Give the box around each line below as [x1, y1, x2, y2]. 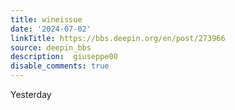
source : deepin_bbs [10, 42, 92, 53]
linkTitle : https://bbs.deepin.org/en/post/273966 [10, 33, 226, 43]
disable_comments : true [10, 61, 110, 71]
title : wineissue [10, 14, 83, 25]
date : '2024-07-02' [10, 24, 92, 34]
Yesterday [10, 89, 52, 100]
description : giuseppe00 [10, 52, 118, 62]
